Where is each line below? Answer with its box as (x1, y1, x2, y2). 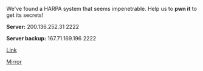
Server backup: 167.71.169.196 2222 (6, 35, 97, 42)
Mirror (6, 58, 22, 65)
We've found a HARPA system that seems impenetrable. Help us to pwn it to (6, 5, 198, 12)
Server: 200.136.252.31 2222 (6, 23, 79, 30)
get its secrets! (6, 11, 44, 19)
